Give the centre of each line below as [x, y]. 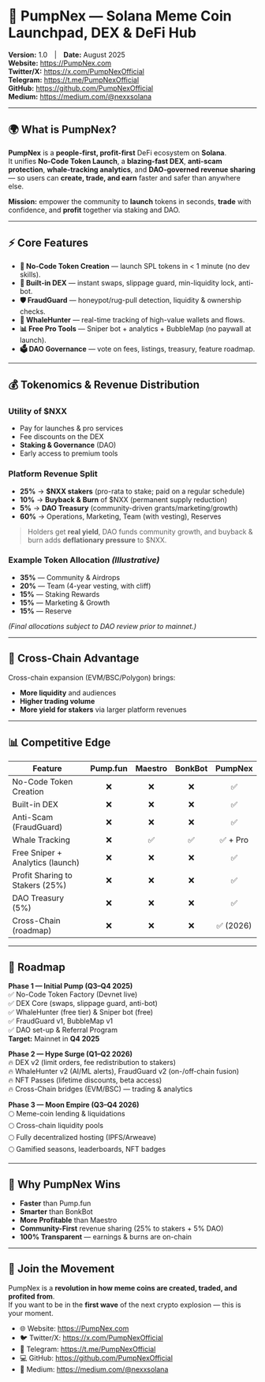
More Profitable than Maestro [68, 1220]
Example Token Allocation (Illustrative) [84, 561]
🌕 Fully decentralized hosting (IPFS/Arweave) [82, 1138]
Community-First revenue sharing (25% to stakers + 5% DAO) [121, 1228]
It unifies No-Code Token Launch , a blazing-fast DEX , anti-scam [115, 161]
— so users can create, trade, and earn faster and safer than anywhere [124, 177]
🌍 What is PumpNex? [62, 130]
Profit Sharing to [42, 876]
